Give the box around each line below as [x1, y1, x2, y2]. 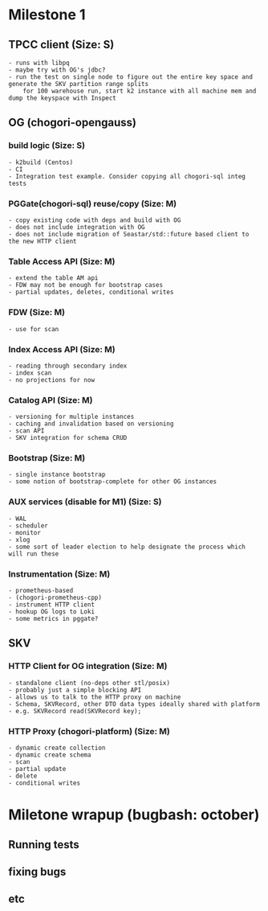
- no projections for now [8, 375, 95, 384]
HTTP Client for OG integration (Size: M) [8, 661, 168, 672]
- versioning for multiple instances [8, 412, 135, 421]
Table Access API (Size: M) [8, 256, 116, 267]
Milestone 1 [8, 6, 86, 24]
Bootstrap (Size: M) [8, 453, 86, 464]
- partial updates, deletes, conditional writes [8, 288, 174, 297]
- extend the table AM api [8, 274, 99, 282]
